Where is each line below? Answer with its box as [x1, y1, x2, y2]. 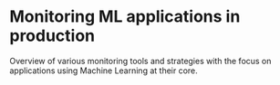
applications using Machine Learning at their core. [9, 65, 198, 76]
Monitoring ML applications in [9, 6, 241, 27]
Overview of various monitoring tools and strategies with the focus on [9, 55, 272, 66]
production [9, 25, 96, 46]
